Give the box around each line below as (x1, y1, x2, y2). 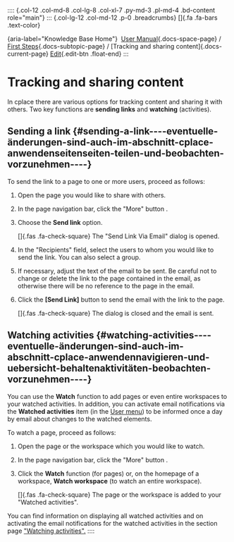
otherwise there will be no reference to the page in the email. (17, 281, 195, 290)
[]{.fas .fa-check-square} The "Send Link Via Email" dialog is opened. (17, 232, 220, 240)
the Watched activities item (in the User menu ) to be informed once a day (7, 407, 223, 415)
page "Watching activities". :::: (7, 526, 95, 535)
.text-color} (7, 21, 41, 29)
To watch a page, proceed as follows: (7, 428, 116, 436)
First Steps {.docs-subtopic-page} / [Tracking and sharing (7, 42, 175, 50)
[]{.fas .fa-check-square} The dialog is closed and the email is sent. (17, 309, 214, 317)
